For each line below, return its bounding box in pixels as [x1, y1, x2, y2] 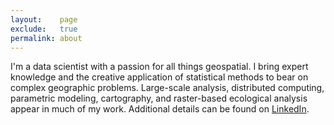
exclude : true [10, 24, 78, 34]
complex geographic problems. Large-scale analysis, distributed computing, [10, 82, 325, 94]
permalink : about [10, 33, 83, 43]
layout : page [10, 14, 78, 25]
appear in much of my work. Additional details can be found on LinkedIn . [10, 103, 310, 115]
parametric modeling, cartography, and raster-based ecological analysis [10, 92, 308, 105]
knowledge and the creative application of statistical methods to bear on [10, 71, 309, 83]
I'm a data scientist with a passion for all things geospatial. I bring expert [10, 61, 309, 73]
